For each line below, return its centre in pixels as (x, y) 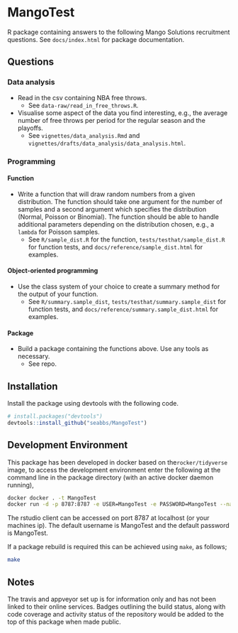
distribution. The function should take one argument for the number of (120, 201)
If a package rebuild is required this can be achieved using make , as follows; (117, 547)
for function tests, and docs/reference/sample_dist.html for (115, 247)
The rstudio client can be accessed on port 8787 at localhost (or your (109, 518)
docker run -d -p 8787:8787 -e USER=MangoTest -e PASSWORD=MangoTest (112, 504)
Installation (33, 386)
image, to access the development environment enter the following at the (114, 470)
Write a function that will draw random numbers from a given (106, 194)
